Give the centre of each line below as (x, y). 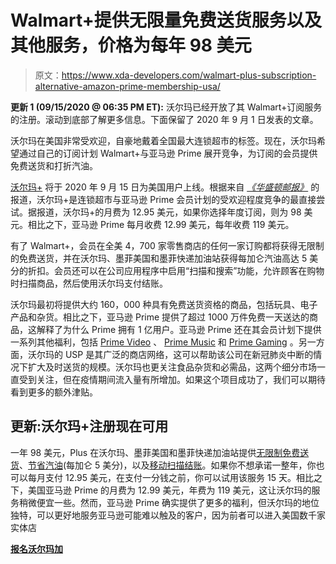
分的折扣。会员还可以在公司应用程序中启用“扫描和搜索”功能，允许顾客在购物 (167, 270)
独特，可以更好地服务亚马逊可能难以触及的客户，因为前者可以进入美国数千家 (168, 515)
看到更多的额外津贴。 (54, 392)
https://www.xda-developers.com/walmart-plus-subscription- (189, 75)
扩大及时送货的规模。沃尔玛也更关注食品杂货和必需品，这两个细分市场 (172, 367)
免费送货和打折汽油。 (54, 165)
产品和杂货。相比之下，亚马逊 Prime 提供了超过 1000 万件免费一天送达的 (160, 317)
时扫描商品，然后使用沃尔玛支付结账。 (89, 283)
